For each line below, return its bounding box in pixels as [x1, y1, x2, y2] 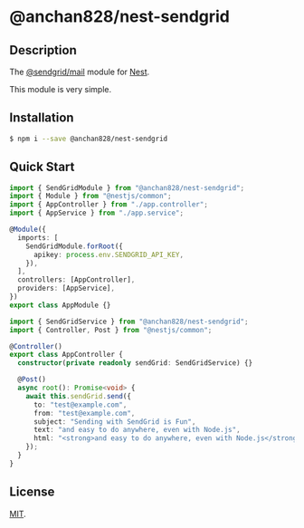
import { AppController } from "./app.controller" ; [9, 200, 208, 209]
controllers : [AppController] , [17, 275, 136, 284]
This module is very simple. [9, 84, 112, 94]
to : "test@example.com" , [33, 400, 128, 409]
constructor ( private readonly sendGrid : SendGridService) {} [17, 359, 253, 368]
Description [9, 43, 77, 58]
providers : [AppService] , [17, 283, 116, 293]
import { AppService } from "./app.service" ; [9, 208, 184, 218]
